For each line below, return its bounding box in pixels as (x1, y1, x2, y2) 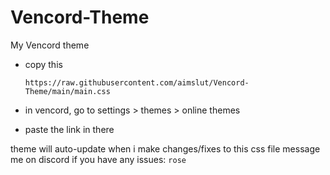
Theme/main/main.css (24, 86, 111, 96)
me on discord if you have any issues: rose (10, 153, 187, 165)
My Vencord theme (10, 39, 90, 51)
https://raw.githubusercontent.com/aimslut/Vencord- (24, 77, 250, 88)
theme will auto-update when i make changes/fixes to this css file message (10, 142, 321, 155)
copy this (24, 58, 63, 70)
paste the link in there (24, 123, 115, 135)
